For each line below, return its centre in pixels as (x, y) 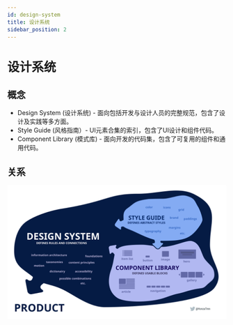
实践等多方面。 (51, 121)
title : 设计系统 (29, 22)
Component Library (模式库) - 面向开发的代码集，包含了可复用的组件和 (118, 139)
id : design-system (34, 15)
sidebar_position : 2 (37, 29)
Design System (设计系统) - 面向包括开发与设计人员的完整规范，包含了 (118, 113)
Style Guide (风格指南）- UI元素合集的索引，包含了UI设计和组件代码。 (117, 130)
